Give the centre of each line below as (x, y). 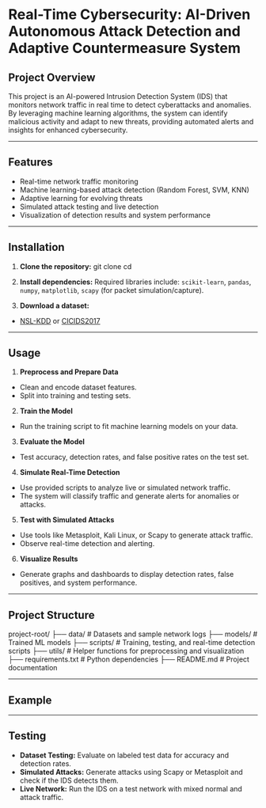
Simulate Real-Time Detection (70, 472)
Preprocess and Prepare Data (69, 372)
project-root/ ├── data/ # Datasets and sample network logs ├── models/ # (133, 634)
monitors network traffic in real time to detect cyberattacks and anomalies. (130, 105)
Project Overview (52, 77)
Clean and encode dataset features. (78, 387)
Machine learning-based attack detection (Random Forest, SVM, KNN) (134, 190)
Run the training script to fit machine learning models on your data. (129, 427)
